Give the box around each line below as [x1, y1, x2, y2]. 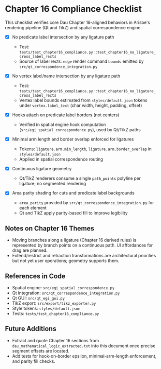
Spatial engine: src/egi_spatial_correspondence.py [12, 284, 115, 290]
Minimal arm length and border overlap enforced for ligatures [12, 136, 134, 142]
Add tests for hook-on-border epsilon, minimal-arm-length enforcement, [12, 353, 157, 359]
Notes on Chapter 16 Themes [5, 224, 94, 232]
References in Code [5, 272, 66, 280]
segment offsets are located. [12, 348, 70, 353]
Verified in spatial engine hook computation [19, 122, 106, 127]
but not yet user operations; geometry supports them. [12, 258, 119, 264]
